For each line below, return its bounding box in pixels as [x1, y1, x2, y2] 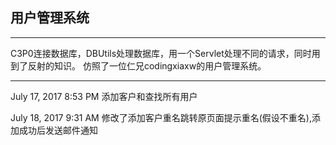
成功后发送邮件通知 [18, 124, 98, 136]
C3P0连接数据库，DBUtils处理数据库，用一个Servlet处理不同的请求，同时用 [10, 47, 321, 59]
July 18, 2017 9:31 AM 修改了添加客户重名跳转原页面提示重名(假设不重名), [10, 111, 312, 123]
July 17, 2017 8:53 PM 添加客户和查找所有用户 [10, 90, 198, 102]
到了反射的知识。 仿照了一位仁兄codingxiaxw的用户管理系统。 [10, 59, 267, 72]
